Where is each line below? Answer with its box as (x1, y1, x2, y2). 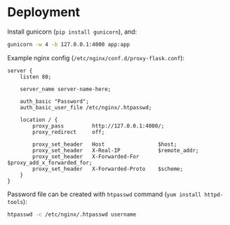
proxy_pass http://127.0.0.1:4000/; (32, 122, 165, 130)
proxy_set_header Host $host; (32, 141, 177, 148)
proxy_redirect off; (32, 128, 105, 135)
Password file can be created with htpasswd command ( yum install (7, 190, 202, 198)
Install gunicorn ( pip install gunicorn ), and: (7, 27, 137, 36)
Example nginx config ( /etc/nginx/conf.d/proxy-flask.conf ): (7, 53, 184, 62)
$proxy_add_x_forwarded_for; (7, 159, 93, 166)
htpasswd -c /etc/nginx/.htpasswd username (7, 211, 137, 218)
